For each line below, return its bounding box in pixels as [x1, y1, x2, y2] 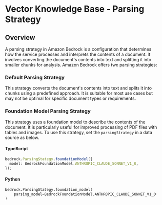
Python [5, 176, 20, 182]
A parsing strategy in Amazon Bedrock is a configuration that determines [5, 46, 152, 52]
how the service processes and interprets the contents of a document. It [5, 51, 151, 57]
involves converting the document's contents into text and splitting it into [5, 57, 152, 62]
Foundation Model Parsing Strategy [5, 108, 91, 114]
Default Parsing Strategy [5, 74, 65, 81]
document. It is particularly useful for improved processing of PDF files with [5, 124, 157, 130]
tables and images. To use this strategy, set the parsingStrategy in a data [5, 129, 153, 135]
